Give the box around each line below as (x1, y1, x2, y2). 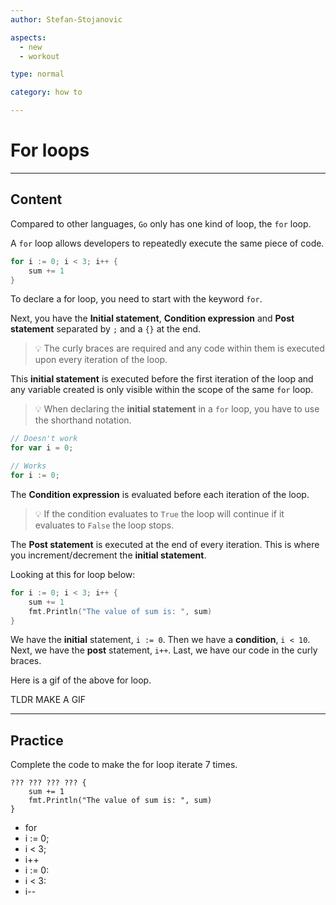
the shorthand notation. (34, 414, 132, 426)
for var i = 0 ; (10, 443, 74, 453)
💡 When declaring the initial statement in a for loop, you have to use (34, 403, 320, 415)
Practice (10, 732, 64, 749)
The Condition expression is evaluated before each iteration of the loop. (10, 488, 310, 500)
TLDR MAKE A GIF (10, 694, 87, 706)
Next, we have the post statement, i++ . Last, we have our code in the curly (10, 644, 318, 656)
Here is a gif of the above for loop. (10, 674, 152, 686)
